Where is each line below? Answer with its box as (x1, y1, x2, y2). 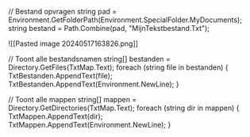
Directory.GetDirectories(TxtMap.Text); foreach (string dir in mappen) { (8, 103, 240, 112)
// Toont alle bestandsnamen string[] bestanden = (8, 55, 171, 63)
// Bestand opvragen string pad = (8, 7, 117, 16)
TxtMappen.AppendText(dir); (8, 112, 103, 121)
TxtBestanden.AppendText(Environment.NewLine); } (8, 79, 179, 89)
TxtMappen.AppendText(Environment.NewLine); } (8, 120, 171, 129)
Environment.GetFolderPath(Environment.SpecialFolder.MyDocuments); (8, 15, 242, 25)
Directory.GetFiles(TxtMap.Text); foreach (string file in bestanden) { (8, 63, 229, 72)
